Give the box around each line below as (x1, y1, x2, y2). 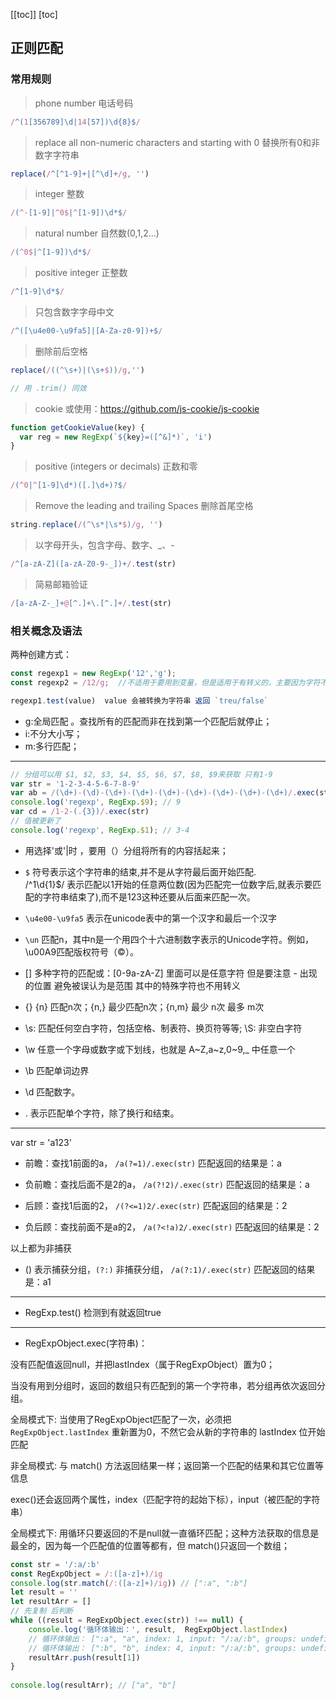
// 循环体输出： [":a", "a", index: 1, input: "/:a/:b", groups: (28, 1634, 297, 1644)
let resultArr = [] (10, 1597, 92, 1607)
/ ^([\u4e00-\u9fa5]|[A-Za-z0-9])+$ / (10, 326, 163, 336)
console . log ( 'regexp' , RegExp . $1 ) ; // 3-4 (10, 825, 190, 835)
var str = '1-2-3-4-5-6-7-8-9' (10, 779, 141, 789)
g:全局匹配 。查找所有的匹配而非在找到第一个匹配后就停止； (24, 715, 273, 727)
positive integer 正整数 (34, 267, 128, 279)
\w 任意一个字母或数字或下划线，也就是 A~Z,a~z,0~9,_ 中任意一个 (24, 1043, 296, 1055)
